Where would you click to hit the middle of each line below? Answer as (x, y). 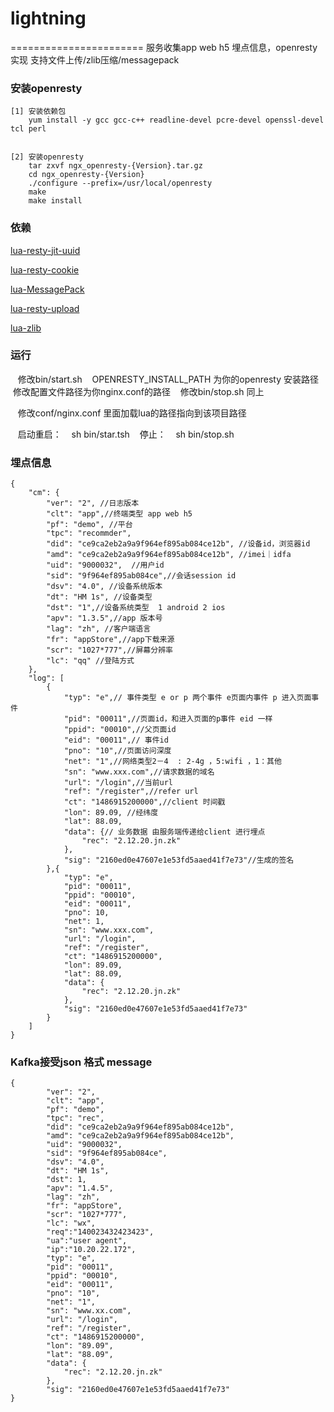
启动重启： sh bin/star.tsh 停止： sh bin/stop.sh (126, 434)
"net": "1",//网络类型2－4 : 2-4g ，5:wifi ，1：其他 (172, 762)
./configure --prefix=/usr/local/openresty (120, 183)
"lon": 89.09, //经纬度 (111, 813)
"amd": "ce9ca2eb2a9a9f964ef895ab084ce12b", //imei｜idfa (169, 555)
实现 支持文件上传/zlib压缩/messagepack (95, 59)
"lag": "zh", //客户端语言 (99, 629)
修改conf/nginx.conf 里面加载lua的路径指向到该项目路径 (132, 413)
